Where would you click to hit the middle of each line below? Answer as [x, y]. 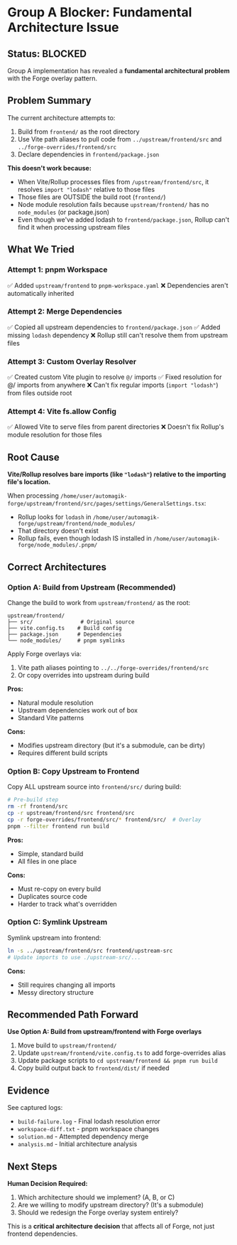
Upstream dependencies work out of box [78, 710]
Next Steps [32, 1166]
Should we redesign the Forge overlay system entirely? [98, 1212]
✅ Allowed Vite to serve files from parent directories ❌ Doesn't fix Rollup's [116, 427]
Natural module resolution [55, 702]
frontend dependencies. [43, 1234]
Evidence [28, 1090]
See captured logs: [35, 1108]
